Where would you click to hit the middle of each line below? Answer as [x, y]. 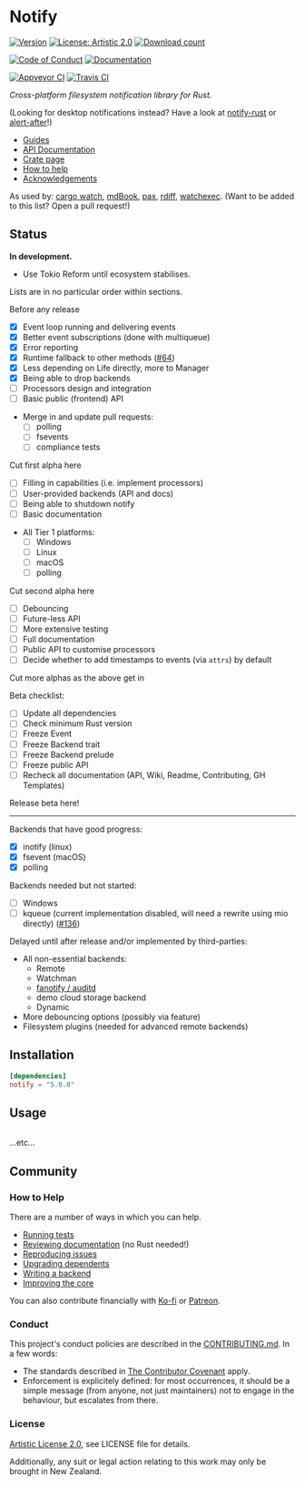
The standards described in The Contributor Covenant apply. [136, 1371]
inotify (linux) [47, 846]
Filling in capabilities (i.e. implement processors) [113, 483]
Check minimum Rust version [77, 723]
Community [44, 1171]
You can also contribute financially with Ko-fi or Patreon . [115, 1301]
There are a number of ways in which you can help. [105, 1218]
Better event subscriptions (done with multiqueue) [116, 337]
